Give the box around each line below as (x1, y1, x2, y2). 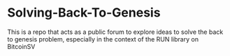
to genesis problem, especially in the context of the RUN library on (7, 35, 199, 43)
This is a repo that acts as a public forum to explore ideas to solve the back (7, 28, 224, 36)
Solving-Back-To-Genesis (7, 5, 161, 21)
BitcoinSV (7, 42, 36, 50)
